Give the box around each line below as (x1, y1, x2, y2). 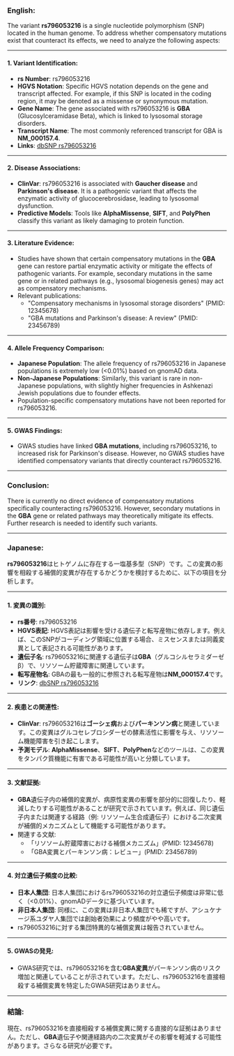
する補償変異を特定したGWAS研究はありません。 (23, 981, 164, 990)
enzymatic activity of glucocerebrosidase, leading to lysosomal (17, 194, 199, 203)
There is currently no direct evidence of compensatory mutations (7, 497, 194, 505)
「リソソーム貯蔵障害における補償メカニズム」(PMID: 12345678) (27, 839, 214, 847)
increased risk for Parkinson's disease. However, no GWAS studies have (17, 449, 225, 457)
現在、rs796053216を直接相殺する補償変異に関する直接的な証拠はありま (7, 1024, 216, 1032)
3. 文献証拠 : (7, 778, 41, 786)
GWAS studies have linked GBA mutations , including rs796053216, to (17, 442, 217, 450)
